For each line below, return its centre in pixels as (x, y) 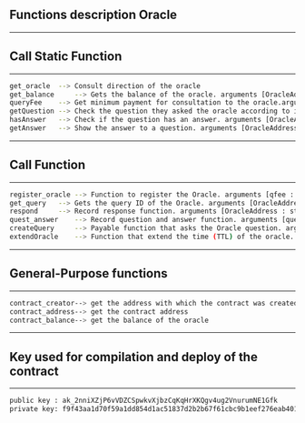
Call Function (48, 165)
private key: (34, 409)
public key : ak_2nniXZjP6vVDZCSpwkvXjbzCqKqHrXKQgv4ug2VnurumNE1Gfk (144, 401)
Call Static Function (66, 57)
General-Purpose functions (89, 273)
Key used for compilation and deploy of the (134, 357)
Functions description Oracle (93, 15)
